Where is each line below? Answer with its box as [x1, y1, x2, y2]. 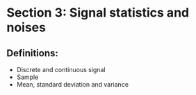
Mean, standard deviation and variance [16, 80, 129, 88]
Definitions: [6, 47, 58, 59]
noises [6, 19, 47, 35]
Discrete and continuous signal [16, 66, 106, 74]
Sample [16, 73, 39, 81]
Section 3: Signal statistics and [6, 5, 189, 21]
